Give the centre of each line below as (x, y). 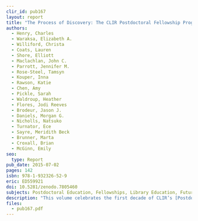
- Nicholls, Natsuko (37, 121)
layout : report (25, 17)
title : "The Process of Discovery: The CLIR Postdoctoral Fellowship (93, 22)
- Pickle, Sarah (31, 94)
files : (14, 203)
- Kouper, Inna (30, 77)
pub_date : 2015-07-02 (33, 165)
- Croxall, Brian (33, 143)
